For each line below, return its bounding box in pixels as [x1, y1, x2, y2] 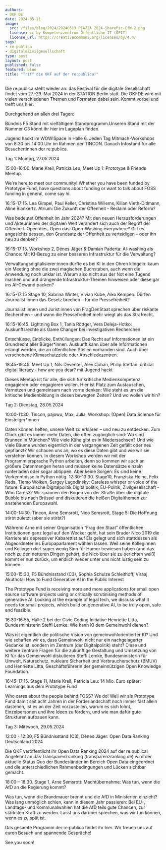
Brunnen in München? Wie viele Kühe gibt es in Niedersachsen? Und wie [5, 437, 154, 443]
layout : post [5, 58, 32, 63]
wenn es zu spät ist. [5, 815, 46, 821]
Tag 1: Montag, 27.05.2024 [5, 155, 59, 161]
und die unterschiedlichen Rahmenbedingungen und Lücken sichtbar [5, 764, 146, 770]
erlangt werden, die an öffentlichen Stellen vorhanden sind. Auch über [5, 346, 149, 352]
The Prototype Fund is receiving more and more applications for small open [5, 586, 160, 592]
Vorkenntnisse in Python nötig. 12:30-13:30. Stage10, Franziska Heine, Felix [5, 473, 159, 479]
